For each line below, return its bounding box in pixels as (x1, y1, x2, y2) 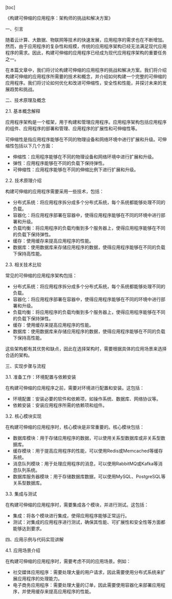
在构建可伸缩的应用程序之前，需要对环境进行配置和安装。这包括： (5, 385, 144, 391)
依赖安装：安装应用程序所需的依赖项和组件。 (12, 402, 107, 408)
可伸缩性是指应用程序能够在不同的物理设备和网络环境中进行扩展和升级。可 (5, 136, 162, 142)
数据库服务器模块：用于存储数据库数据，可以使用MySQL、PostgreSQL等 (12, 474, 166, 479)
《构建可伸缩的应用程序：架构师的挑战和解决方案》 (5, 15, 113, 21)
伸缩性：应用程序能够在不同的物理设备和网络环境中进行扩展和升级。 (12, 154, 157, 160)
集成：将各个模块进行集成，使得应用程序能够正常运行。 (12, 513, 130, 518)
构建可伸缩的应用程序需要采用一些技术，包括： (5, 189, 104, 194)
